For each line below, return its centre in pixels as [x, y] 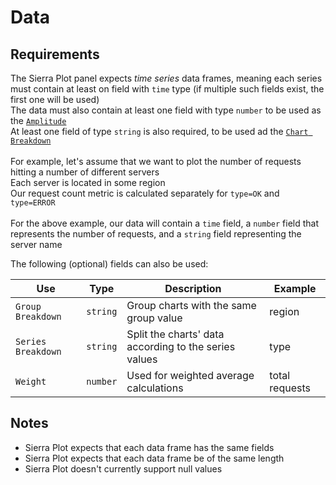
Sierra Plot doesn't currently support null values [123, 468]
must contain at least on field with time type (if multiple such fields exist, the [167, 89]
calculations [155, 388]
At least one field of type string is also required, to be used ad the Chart [159, 131]
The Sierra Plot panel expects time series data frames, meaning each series [166, 78]
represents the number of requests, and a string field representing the [156, 234]
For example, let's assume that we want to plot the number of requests [156, 161]
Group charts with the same [191, 305]
